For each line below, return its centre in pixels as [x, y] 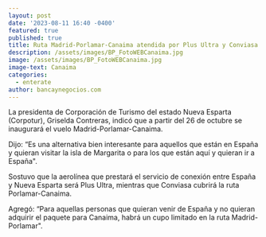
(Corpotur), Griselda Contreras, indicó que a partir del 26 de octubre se [125, 121]
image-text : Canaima [43, 68]
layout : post [30, 16]
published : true [35, 38]
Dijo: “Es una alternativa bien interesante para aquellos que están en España [133, 145]
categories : [28, 75]
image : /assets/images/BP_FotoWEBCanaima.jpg [85, 60]
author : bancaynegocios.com [55, 89]
